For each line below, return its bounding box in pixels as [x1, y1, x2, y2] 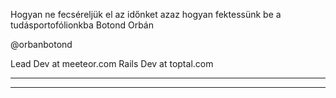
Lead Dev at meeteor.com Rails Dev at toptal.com [10, 58, 214, 69]
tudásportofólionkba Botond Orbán [10, 19, 154, 31]
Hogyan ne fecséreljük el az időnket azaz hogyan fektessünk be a [10, 9, 282, 20]
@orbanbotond [10, 39, 73, 50]
